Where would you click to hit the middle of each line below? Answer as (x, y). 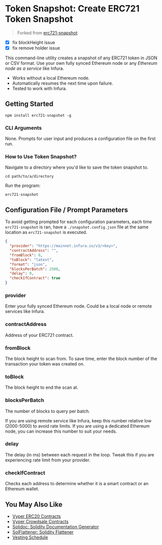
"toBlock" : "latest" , (32, 260)
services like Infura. (25, 312)
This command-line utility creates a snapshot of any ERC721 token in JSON (81, 58)
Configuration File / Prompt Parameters (66, 210)
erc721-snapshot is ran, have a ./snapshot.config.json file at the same (77, 227)
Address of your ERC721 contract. (39, 335)
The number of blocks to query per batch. (48, 411)
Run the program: (23, 185)
